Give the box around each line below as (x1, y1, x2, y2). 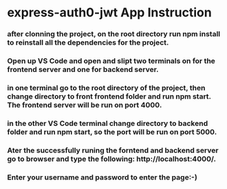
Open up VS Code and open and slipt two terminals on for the (7, 56, 215, 66)
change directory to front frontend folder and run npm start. (7, 91, 211, 101)
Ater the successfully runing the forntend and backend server (7, 145, 219, 155)
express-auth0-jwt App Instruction (7, 5, 212, 21)
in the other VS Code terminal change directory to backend (7, 118, 208, 128)
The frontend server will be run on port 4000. (7, 100, 162, 110)
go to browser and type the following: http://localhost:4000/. (7, 154, 217, 164)
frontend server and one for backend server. (7, 65, 160, 75)
